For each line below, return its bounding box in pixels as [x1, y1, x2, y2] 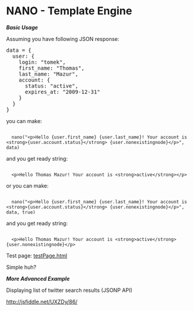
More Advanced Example [6, 275, 70, 282]
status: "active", [24, 82, 78, 89]
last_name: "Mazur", [18, 70, 78, 77]
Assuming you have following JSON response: [6, 35, 120, 42]
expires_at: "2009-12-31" [24, 88, 100, 95]
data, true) [6, 209, 36, 215]
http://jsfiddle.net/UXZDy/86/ [6, 298, 78, 305]
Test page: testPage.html [6, 252, 67, 259]
